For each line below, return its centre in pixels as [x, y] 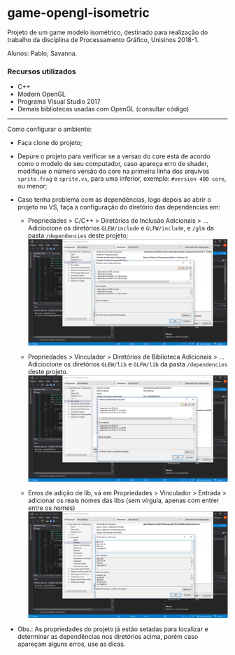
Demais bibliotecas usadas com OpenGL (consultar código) [103, 109]
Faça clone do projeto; [50, 143]
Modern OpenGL [42, 94]
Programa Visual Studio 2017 [59, 102]
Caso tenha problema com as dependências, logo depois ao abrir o [114, 200]
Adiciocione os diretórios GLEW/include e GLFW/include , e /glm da [121, 228]
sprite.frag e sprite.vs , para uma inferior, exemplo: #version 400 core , [122, 179]
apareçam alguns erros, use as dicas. [71, 644]
